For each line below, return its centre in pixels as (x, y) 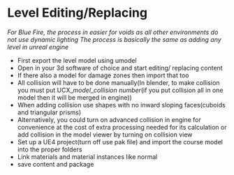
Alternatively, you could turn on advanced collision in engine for (109, 119)
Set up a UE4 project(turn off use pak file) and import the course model (120, 142)
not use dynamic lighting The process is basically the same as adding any (114, 39)
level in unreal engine (38, 47)
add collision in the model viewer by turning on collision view (105, 135)
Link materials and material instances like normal (87, 157)
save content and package (56, 164)
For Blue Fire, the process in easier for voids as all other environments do (113, 32)
